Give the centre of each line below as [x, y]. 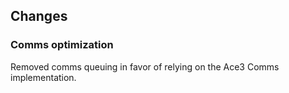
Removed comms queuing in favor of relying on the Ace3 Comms [145, 66]
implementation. [43, 77]
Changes [39, 16]
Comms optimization [62, 45]
